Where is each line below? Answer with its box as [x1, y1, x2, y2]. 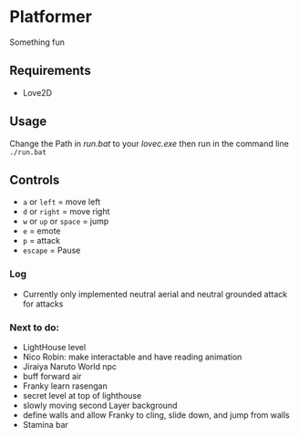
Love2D [22, 87, 53, 98]
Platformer [9, 6, 93, 27]
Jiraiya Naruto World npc [22, 360, 117, 371]
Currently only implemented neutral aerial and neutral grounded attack [22, 288, 288, 299]
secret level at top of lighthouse [22, 390, 142, 401]
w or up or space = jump [22, 216, 109, 227]
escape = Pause [22, 245, 81, 256]
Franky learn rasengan [22, 380, 108, 391]
